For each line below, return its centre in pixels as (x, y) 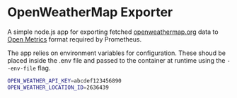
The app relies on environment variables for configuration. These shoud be (117, 53)
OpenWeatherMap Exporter (90, 12)
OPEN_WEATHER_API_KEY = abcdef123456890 (64, 81)
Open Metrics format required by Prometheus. (75, 39)
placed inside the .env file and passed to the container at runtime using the (116, 60)
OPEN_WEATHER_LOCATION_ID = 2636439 (58, 87)
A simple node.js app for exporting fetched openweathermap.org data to (113, 32)
